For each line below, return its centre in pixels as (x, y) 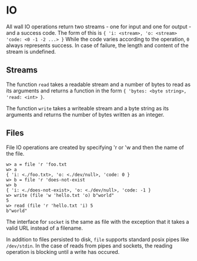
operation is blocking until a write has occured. (63, 252)
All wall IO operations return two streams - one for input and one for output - (99, 27)
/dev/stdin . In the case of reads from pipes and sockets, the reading (89, 246)
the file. (15, 153)
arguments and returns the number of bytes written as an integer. (85, 114)
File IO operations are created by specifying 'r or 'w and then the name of (95, 147)
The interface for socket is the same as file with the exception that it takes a (98, 222)
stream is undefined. (31, 51)
